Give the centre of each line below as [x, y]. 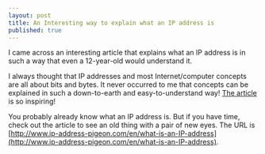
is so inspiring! [32, 101]
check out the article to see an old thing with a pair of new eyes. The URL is [132, 125]
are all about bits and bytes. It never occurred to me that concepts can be [128, 85]
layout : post [30, 15]
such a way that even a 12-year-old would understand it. [100, 61]
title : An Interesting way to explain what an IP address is [111, 23]
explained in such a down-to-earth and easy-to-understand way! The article [133, 93]
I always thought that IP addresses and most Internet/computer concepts [128, 77]
